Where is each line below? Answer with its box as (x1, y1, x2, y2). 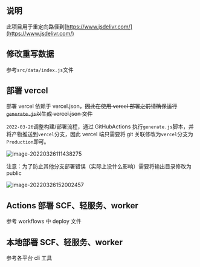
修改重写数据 (6, 49, 54, 59)
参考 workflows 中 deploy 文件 (6, 217, 82, 225)
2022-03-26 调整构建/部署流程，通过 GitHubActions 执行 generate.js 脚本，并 (6, 123, 195, 130)
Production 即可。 (6, 138, 50, 145)
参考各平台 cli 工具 (6, 254, 53, 262)
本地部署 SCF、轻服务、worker (6, 237, 123, 247)
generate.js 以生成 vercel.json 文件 (6, 110, 93, 117)
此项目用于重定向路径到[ (6, 23, 67, 30)
